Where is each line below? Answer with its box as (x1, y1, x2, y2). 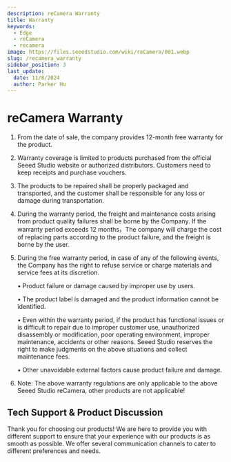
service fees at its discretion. (17, 268, 100, 277)
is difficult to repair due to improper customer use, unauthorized (17, 323, 200, 332)
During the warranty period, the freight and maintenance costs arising (17, 210, 216, 218)
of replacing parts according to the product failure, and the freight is (17, 233, 212, 241)
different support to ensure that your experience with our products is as (7, 432, 211, 440)
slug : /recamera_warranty (7, 55, 81, 62)
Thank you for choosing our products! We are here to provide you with (7, 425, 207, 433)
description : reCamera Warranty (7, 10, 100, 17)
